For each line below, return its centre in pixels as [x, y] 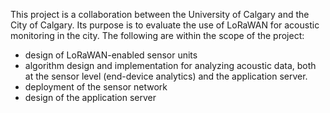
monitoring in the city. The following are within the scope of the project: [157, 35]
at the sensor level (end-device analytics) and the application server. [166, 76]
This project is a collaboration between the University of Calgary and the [160, 14]
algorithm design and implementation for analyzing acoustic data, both [170, 65]
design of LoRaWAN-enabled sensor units [111, 55]
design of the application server [90, 97]
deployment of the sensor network [96, 87]
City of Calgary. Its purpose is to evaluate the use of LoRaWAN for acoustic [165, 25]
